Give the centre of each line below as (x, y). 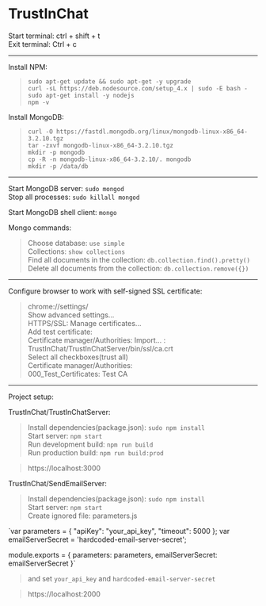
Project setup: (31, 397)
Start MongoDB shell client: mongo (63, 212)
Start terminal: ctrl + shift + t (54, 36)
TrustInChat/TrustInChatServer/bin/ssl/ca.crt (101, 348)
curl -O (40, 132)
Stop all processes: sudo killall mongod (74, 197)
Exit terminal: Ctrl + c (43, 44)
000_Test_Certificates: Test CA (78, 374)
